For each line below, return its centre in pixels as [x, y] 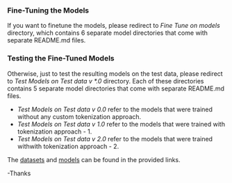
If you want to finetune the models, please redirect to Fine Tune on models [114, 26]
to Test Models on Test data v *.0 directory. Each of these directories [106, 81]
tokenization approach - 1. [55, 132]
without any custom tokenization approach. [79, 116]
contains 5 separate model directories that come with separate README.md [116, 88]
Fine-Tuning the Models [48, 10]
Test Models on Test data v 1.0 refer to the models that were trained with [121, 124]
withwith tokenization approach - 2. [68, 146]
